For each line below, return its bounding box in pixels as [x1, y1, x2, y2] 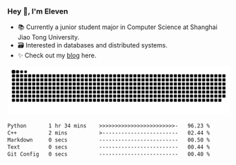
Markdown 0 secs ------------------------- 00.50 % [7, 137, 211, 144]
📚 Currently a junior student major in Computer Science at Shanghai [17, 23, 218, 31]
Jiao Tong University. [17, 33, 80, 42]
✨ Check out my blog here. [17, 51, 97, 59]
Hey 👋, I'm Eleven [7, 6, 69, 16]
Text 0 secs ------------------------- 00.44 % [7, 144, 211, 151]
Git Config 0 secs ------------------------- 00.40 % [7, 151, 211, 158]
